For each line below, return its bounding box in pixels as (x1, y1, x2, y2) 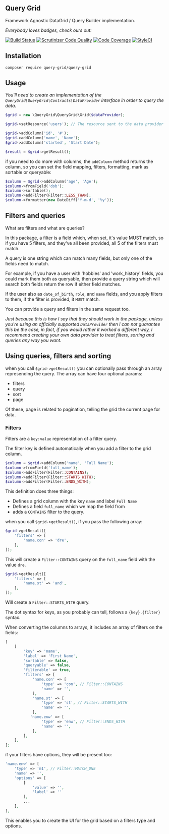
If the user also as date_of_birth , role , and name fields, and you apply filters (5, 291, 163, 297)
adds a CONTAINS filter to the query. (12, 509, 85, 515)
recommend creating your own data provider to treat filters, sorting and (5, 331, 155, 338)
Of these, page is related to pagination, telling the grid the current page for (5, 406, 160, 412)
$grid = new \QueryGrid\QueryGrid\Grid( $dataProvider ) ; (5, 113, 125, 118)
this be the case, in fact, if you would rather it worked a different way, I (5, 326, 153, 332)
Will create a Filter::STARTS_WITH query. (5, 599, 90, 605)
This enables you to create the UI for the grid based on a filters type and (5, 817, 155, 823)
